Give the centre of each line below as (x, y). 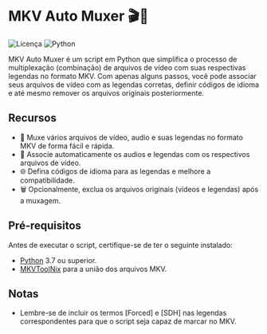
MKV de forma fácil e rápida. (67, 146)
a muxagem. (40, 200)
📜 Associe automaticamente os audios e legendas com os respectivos (135, 154)
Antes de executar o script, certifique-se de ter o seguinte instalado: (120, 245)
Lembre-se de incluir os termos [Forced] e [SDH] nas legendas (123, 313)
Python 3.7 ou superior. (58, 260)
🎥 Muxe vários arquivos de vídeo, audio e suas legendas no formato (131, 137)
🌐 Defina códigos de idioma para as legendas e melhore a (115, 171)
